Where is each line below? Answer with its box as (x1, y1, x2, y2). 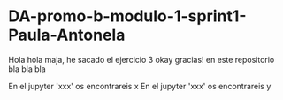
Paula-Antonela (8, 25, 126, 45)
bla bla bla (8, 64, 46, 74)
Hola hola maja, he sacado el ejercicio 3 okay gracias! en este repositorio (8, 54, 275, 65)
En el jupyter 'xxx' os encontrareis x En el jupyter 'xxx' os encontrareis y (8, 81, 272, 91)
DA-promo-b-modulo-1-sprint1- (8, 6, 247, 27)
